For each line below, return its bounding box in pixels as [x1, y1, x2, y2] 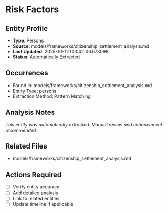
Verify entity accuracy [12, 184, 60, 190]
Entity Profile [5, 24, 48, 33]
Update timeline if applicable [12, 201, 73, 207]
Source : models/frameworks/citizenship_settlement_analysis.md [12, 43, 150, 49]
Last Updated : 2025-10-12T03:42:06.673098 [12, 49, 109, 54]
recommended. [5, 127, 37, 133]
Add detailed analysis [12, 189, 58, 196]
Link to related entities [12, 196, 60, 202]
